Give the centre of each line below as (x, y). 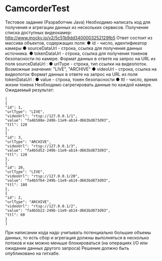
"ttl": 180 (16, 184)
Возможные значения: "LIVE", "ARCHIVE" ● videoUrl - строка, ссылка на (81, 69)
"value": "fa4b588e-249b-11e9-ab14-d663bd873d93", (58, 120)
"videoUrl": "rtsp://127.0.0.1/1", (41, 116)
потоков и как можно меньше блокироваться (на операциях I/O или (76, 243)
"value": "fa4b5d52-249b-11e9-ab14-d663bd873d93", (58, 150)
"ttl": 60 (15, 215)
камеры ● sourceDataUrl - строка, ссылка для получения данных (74, 48)
